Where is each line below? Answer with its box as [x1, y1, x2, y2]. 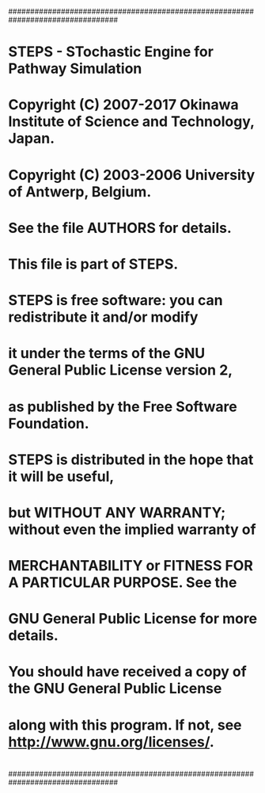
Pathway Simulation [8, 59, 142, 78]
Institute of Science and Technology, [8, 112, 255, 131]
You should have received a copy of [8, 663, 247, 681]
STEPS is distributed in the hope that [8, 451, 254, 468]
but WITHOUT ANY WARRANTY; [8, 503, 226, 521]
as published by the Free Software [8, 398, 237, 415]
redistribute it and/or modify [8, 308, 199, 326]
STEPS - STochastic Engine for [8, 43, 214, 61]
